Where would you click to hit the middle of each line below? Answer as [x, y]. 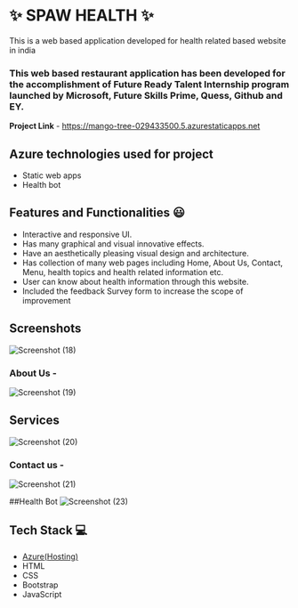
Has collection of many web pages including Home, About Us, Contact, [152, 263]
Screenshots [45, 329]
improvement [46, 300]
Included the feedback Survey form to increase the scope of [133, 291]
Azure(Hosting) [50, 556]
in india [23, 50]
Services [35, 421]
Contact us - [37, 465]
